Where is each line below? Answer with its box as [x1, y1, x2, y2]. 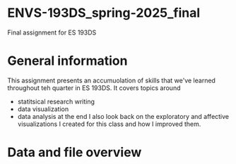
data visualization [17, 104, 69, 113]
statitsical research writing [17, 97, 95, 106]
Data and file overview [7, 144, 142, 160]
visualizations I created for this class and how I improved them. [17, 120, 201, 128]
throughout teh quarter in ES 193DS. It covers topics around [7, 83, 181, 92]
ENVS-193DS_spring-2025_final [7, 5, 201, 21]
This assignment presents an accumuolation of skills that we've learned [7, 76, 216, 84]
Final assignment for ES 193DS [7, 28, 97, 37]
